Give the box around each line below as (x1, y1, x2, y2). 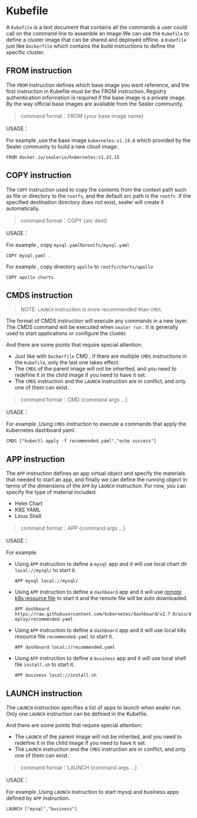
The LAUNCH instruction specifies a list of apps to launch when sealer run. (6, 704, 182, 711)
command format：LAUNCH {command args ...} (20, 764, 137, 771)
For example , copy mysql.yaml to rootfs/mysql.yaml (6, 241, 130, 248)
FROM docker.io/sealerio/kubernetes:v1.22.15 (6, 154, 119, 160)
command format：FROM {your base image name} (20, 112, 144, 119)
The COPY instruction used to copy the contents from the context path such (6, 186, 187, 193)
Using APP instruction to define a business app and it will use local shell (14, 655, 186, 662)
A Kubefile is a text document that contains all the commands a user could (6, 24, 187, 31)
